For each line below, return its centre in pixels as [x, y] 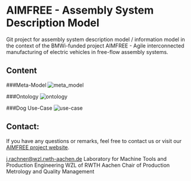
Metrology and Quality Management [50, 171]
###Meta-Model [26, 85]
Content [22, 71]
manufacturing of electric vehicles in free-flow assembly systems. [87, 52]
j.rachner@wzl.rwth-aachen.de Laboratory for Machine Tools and [87, 158]
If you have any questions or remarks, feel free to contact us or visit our [94, 141]
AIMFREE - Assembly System [80, 10]
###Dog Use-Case [29, 108]
